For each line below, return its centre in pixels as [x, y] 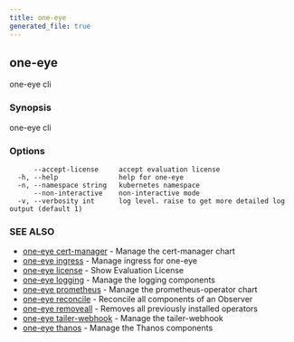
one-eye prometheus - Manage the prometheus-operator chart [140, 290]
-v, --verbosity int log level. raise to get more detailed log [151, 201]
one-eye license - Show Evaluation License [103, 271]
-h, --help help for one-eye [100, 177]
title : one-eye [38, 18]
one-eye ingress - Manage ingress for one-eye [109, 261]
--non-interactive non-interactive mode [117, 193]
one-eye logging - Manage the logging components [119, 280]
